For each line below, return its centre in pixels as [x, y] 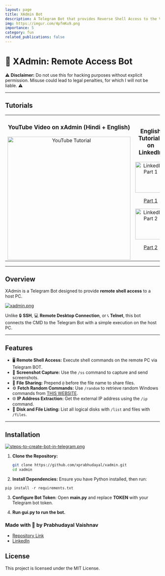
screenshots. [25, 378]
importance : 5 [20, 28]
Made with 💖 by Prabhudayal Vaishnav [52, 525]
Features [19, 348]
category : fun [20, 32]
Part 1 [151, 201]
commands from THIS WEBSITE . [45, 394]
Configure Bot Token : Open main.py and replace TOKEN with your [80, 497]
